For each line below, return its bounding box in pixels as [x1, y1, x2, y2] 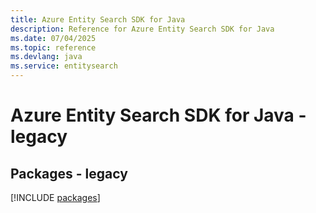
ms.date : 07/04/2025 [10, 33, 97, 43]
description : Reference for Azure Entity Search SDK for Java [10, 24, 275, 34]
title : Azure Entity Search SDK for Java [10, 14, 186, 25]
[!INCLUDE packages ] [10, 192, 101, 203]
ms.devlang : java [10, 52, 83, 62]
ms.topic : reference [10, 42, 97, 53]
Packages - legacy [10, 165, 128, 182]
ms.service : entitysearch [10, 61, 118, 71]
